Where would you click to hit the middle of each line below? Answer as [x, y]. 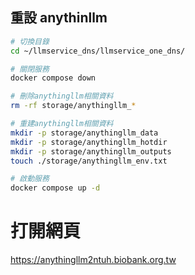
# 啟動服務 [30, 179]
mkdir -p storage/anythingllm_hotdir [89, 142]
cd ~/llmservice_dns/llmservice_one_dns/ [98, 51]
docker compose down [53, 78]
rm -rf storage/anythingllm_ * [73, 106]
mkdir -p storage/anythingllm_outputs [91, 151]
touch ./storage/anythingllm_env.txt [89, 161]
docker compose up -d [55, 188]
